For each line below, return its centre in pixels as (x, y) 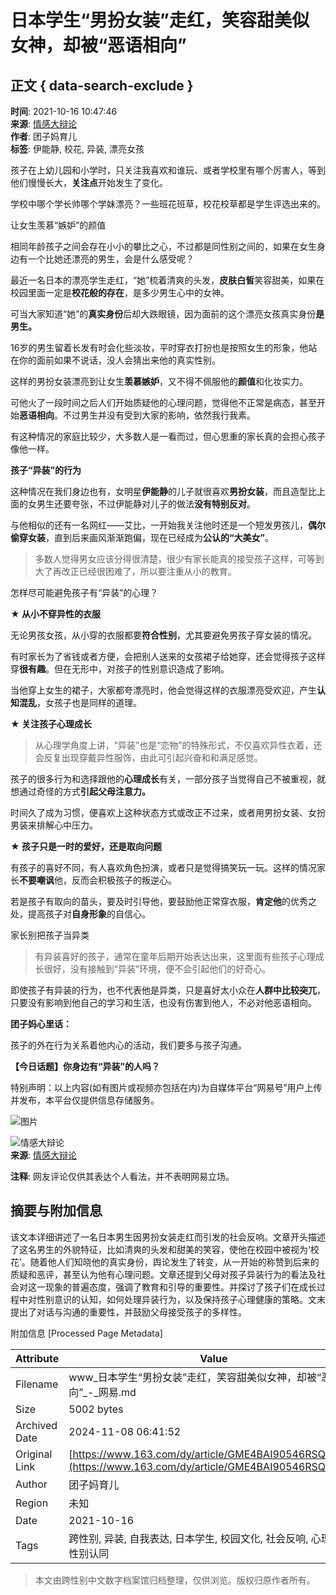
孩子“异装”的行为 (46, 470)
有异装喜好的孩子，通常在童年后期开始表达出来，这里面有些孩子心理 (175, 956)
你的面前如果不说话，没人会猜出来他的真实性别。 (119, 360)
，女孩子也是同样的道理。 (89, 702)
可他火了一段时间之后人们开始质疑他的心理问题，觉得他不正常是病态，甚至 (163, 402)
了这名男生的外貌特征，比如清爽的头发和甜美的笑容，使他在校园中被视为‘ (160, 1249)
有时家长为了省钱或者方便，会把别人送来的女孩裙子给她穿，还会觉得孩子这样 (168, 656)
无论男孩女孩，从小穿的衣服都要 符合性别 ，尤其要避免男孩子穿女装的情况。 (163, 635)
